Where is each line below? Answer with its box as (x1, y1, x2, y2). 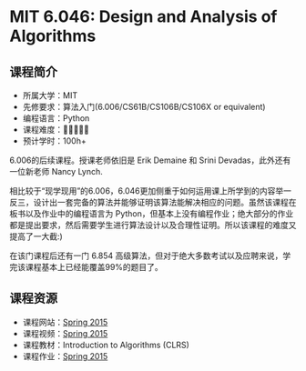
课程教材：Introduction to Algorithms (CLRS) (22, 339, 189, 350)
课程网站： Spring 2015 (22, 316, 108, 327)
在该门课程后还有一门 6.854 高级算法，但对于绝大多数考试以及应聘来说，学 (9, 250, 291, 261)
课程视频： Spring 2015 (22, 327, 108, 338)
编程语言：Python (22, 113, 90, 124)
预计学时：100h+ (22, 135, 87, 146)
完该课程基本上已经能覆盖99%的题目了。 (9, 262, 164, 272)
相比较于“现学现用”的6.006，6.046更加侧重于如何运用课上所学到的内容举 (9, 185, 284, 196)
